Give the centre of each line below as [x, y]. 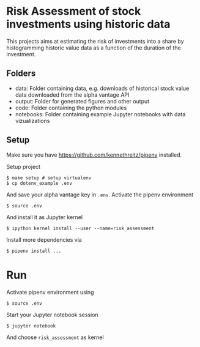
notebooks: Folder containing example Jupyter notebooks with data [100, 114]
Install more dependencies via [44, 239]
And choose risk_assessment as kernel [55, 337]
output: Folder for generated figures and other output [82, 101]
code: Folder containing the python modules [71, 108]
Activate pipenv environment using [50, 292]
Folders [21, 74]
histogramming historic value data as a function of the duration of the [94, 48]
